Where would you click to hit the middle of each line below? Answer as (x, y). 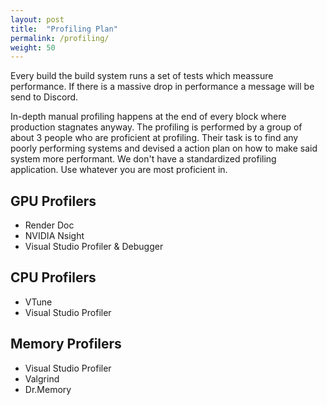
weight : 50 (33, 47)
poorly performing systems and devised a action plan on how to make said (164, 148)
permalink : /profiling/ (60, 38)
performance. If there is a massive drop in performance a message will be (162, 87)
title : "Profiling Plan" (64, 29)
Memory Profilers (66, 344)
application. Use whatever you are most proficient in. (119, 170)
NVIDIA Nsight (54, 236)
